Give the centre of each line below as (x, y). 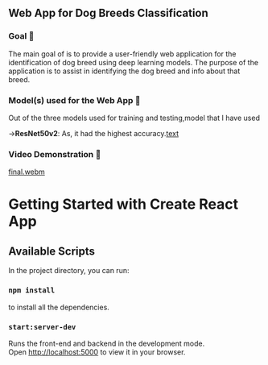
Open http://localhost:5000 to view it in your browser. (97, 352)
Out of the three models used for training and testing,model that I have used (134, 118)
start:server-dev (42, 327)
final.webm (27, 172)
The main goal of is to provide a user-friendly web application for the (122, 54)
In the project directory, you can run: (69, 271)
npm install (32, 290)
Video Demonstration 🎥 (55, 154)
